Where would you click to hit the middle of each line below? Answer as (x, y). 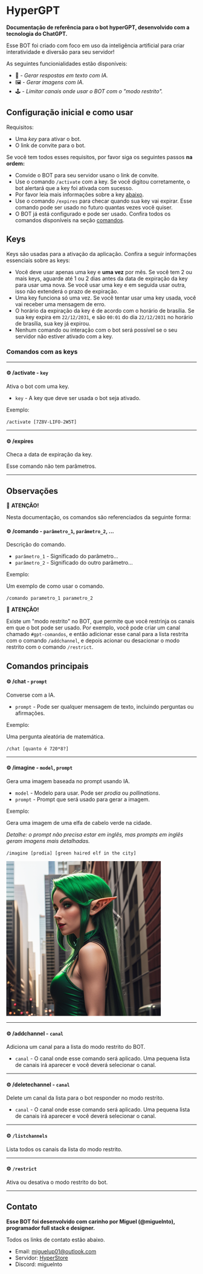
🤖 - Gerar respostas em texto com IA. (62, 75)
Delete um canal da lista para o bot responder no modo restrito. (85, 1098)
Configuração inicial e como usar (70, 113)
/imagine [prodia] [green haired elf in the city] (71, 853)
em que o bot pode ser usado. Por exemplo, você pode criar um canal (93, 628)
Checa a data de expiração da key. (49, 455)
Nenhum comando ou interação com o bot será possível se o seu (96, 330)
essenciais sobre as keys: (38, 260)
